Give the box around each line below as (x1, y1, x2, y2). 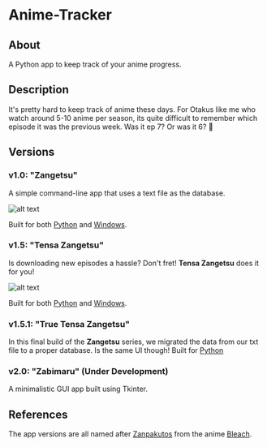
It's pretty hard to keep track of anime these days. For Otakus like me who (8, 104, 256, 114)
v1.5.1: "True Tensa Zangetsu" (8, 318, 130, 329)
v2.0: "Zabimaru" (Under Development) (8, 366, 169, 377)
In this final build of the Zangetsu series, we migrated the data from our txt (8, 337, 259, 346)
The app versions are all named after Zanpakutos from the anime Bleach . (8, 429, 252, 439)
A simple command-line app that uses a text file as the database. (8, 188, 226, 198)
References (8, 407, 68, 421)
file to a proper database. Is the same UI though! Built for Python (8, 346, 224, 355)
